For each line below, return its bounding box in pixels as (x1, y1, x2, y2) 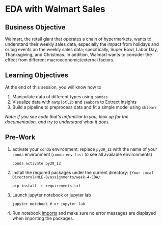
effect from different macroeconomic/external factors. (5, 57, 114, 62)
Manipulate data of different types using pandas (12, 93, 108, 99)
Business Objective (5, 23, 66, 31)
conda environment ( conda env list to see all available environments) (12, 151, 153, 157)
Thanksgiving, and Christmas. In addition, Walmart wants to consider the (5, 52, 152, 57)
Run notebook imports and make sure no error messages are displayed (12, 210, 156, 216)
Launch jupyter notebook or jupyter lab (12, 192, 91, 198)
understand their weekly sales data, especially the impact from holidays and (5, 41, 159, 47)
